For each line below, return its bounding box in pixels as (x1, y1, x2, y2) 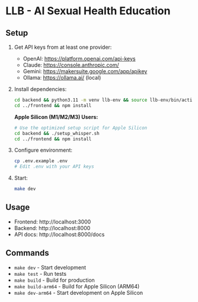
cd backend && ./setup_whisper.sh (14, 130, 100, 136)
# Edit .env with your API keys (14, 163, 94, 170)
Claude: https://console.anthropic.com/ (23, 61, 119, 68)
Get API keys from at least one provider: (14, 43, 112, 51)
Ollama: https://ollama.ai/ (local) (23, 74, 101, 81)
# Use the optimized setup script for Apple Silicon (14, 125, 148, 131)
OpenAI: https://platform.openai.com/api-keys (23, 55, 136, 62)
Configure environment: (14, 147, 72, 154)
